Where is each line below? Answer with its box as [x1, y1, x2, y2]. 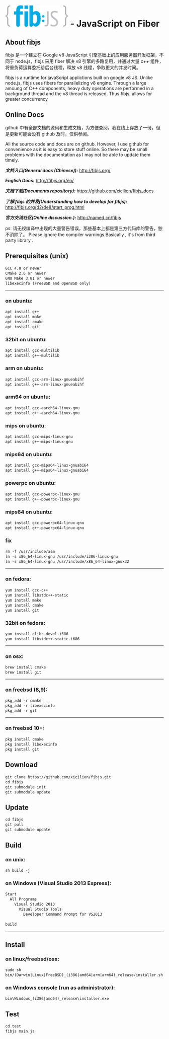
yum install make [5, 598, 42, 603]
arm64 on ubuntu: [5, 393, 51, 400]
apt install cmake [5, 319, 44, 324]
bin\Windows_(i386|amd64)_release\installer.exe [5, 996, 109, 1001]
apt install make [5, 314, 42, 319]
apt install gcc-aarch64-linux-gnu [5, 405, 80, 410]
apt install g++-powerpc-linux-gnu [5, 496, 80, 502]
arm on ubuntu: [5, 365, 44, 372]
